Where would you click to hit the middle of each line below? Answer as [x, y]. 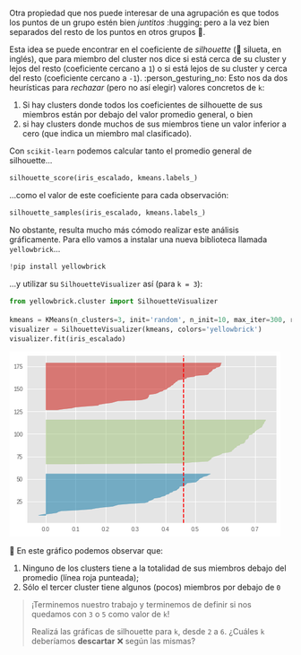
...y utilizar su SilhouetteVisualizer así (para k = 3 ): [106, 284]
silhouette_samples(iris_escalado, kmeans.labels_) [107, 213]
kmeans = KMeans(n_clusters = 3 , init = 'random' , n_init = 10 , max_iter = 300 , [148, 320]
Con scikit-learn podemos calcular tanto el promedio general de [131, 151]
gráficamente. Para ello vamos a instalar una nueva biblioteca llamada [138, 239]
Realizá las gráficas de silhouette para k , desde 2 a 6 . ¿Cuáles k [148, 631]
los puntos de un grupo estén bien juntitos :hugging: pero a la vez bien [140, 22]
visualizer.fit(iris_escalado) [68, 339]
